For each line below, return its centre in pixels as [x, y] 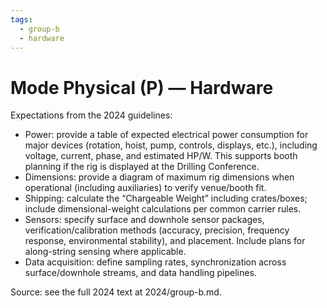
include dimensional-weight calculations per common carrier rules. [163, 209]
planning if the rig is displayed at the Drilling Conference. [142, 167]
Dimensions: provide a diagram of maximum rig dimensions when [159, 177]
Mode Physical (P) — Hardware [142, 87]
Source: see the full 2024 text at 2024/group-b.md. [116, 292]
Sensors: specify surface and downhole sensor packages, [144, 220]
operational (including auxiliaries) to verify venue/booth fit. [145, 188]
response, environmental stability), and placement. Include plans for [165, 241]
